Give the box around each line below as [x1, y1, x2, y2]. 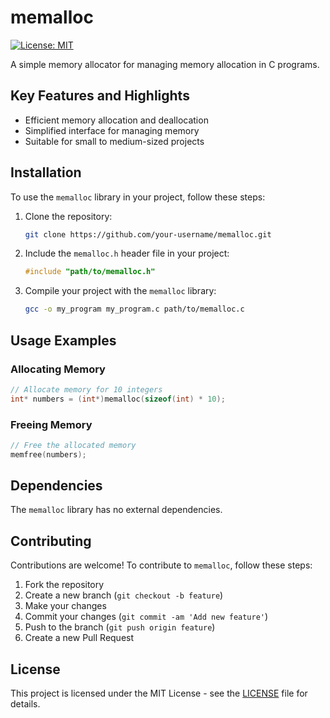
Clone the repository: [24, 210, 113, 222]
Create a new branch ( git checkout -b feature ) [24, 589, 224, 601]
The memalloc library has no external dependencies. [10, 504, 223, 516]
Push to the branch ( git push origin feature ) [24, 621, 216, 633]
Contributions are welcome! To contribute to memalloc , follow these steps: [10, 559, 313, 571]
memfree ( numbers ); [10, 449, 87, 460]
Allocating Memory [10, 362, 106, 376]
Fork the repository [24, 579, 105, 591]
